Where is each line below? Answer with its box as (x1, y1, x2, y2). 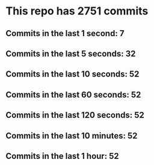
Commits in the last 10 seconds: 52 (5, 69, 140, 79)
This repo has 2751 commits (5, 4, 149, 18)
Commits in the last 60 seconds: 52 (5, 89, 141, 100)
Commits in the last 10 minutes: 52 (5, 131, 138, 141)
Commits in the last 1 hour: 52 (5, 151, 119, 161)
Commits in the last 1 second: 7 (5, 28, 125, 39)
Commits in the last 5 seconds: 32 (5, 48, 136, 58)
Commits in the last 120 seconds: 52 (5, 110, 145, 120)
